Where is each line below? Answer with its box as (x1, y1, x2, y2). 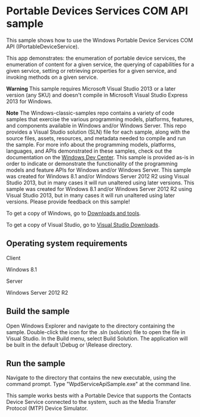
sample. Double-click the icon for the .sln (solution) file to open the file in (6, 328, 186, 335)
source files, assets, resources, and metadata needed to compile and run (6, 134, 186, 141)
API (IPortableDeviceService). (6, 43, 79, 50)
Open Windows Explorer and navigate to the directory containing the (6, 322, 175, 329)
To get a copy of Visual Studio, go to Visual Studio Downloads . (6, 221, 160, 228)
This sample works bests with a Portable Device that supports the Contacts (6, 392, 192, 399)
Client (6, 254, 21, 261)
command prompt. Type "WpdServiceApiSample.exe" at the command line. (6, 381, 191, 388)
